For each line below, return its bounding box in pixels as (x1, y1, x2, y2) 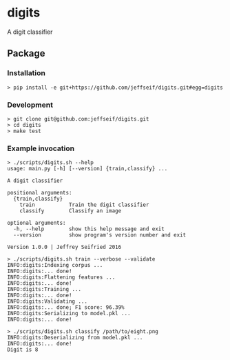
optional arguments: (7, 219, 67, 227)
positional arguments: (7, 190, 72, 197)
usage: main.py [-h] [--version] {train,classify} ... (7, 166, 168, 172)
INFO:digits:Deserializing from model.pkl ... (7, 334, 143, 341)
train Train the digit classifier (19, 201, 149, 208)
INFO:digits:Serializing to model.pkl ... (7, 310, 131, 317)
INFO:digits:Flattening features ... (7, 274, 116, 281)
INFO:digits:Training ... (7, 286, 81, 293)
